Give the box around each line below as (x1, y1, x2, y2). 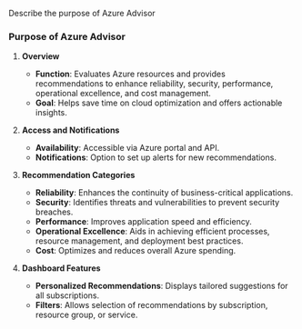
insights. (35, 107, 67, 118)
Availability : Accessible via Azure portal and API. (35, 143, 220, 154)
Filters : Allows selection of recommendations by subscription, (35, 300, 268, 311)
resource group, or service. (35, 309, 138, 321)
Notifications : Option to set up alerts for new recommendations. (35, 152, 277, 163)
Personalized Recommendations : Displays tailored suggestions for (35, 281, 288, 292)
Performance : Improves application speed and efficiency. (35, 216, 252, 227)
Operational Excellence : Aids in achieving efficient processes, (35, 226, 270, 237)
